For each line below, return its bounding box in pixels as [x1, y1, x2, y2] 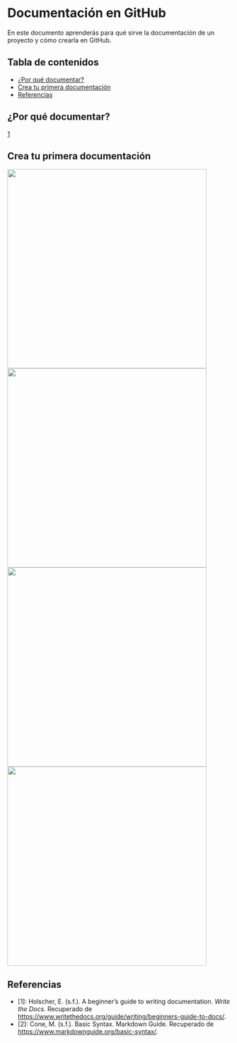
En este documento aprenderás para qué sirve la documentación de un [7, 28, 214, 37]
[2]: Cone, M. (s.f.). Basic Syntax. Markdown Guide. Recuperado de [17, 1020, 214, 1028]
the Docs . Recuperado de [17, 1005, 93, 1013]
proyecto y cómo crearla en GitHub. [7, 35, 112, 44]
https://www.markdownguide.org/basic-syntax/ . [17, 1027, 158, 1036]
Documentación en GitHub [7, 5, 166, 21]
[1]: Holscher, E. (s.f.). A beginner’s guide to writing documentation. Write [17, 997, 231, 1006]
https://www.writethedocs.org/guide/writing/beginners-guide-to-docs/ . [17, 1013, 226, 1021]
